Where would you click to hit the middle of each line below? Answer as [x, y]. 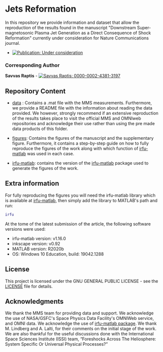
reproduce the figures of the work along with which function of [75, 148]
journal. [13, 43]
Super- [144, 27]
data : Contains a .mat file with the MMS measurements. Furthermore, [82, 103]
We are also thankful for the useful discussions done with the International [80, 334]
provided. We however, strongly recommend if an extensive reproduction [85, 113]
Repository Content [35, 91]
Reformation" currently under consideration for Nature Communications [77, 38]
